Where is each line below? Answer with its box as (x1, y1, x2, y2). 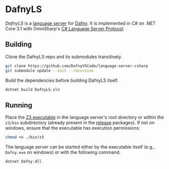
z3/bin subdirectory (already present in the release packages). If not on (5, 120, 155, 126)
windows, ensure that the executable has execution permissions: (5, 125, 141, 131)
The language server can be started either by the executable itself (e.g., (5, 144, 155, 150)
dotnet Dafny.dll (5, 159, 42, 164)
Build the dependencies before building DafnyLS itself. (5, 77, 119, 83)
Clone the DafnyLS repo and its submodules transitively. (5, 53, 122, 60)
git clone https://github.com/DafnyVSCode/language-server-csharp (5, 63, 148, 69)
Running (5, 101, 33, 109)
